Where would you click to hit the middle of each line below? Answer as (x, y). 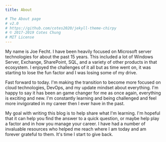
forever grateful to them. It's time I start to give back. (59, 134)
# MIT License (20, 37)
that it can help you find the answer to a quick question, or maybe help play (82, 118)
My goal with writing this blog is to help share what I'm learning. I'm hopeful (83, 113)
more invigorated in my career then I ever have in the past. (65, 103)
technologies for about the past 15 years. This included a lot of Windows (79, 57)
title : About (19, 10)
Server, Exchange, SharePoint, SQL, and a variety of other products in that (81, 62)
